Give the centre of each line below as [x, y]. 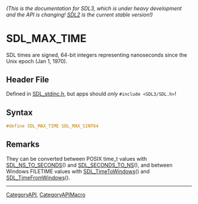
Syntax [19, 112]
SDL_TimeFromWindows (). [38, 177]
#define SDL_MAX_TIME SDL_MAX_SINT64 [52, 126]
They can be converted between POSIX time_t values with [77, 158]
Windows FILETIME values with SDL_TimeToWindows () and [78, 171]
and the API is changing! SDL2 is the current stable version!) [80, 14]
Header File [28, 80]
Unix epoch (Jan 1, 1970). [37, 61]
